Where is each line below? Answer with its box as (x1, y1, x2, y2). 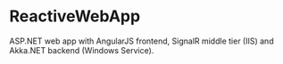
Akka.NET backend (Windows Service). (9, 44, 154, 55)
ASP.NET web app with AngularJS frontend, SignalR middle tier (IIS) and (9, 36, 274, 46)
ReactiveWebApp (9, 6, 141, 27)
